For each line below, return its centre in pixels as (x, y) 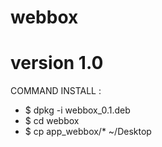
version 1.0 (57, 63)
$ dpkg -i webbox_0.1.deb (77, 110)
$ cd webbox (52, 121)
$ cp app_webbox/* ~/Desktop (88, 132)
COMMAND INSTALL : (56, 91)
